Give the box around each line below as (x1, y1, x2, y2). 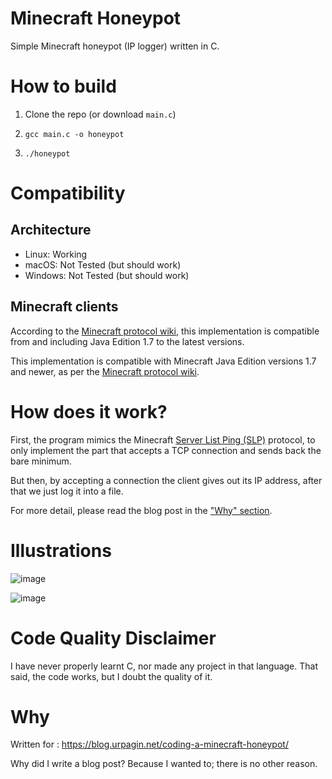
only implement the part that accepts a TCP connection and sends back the (10, 444, 322, 456)
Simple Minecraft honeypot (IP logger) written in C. (10, 40, 220, 52)
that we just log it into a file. (10, 485, 124, 497)
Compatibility (10, 182, 126, 205)
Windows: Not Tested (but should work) (24, 269, 190, 281)
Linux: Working (24, 248, 88, 260)
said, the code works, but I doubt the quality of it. (10, 670, 213, 682)
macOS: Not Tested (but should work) (24, 258, 182, 271)
